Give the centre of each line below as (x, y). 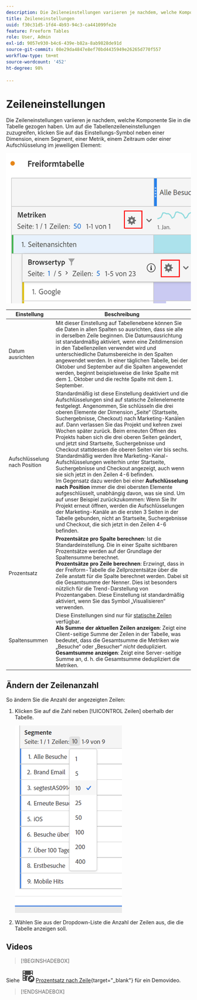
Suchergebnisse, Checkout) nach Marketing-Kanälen (120, 418)
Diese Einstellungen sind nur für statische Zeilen (113, 616)
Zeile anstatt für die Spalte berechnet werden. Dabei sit (122, 576)
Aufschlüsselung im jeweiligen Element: (54, 145)
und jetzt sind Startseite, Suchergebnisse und (110, 443)
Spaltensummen (28, 640)
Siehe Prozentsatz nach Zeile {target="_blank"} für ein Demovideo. (94, 981)
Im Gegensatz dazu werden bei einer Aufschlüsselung (122, 481)
